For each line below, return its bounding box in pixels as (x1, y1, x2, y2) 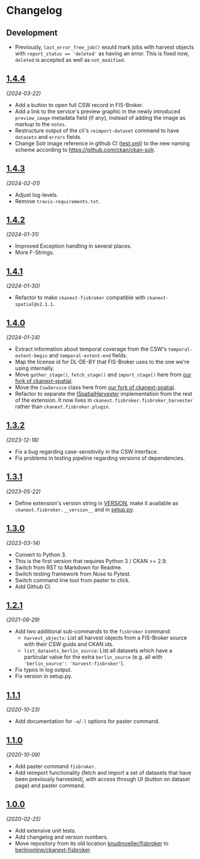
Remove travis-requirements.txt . (14, 197, 100, 205)
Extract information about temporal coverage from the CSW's (14, 345, 167, 353)
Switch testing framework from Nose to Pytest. (14, 570, 131, 577)
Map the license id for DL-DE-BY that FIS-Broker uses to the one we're (14, 359, 190, 366)
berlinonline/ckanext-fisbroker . (14, 846, 92, 853)
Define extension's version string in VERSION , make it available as (14, 499, 179, 506)
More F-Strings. (14, 249, 55, 256)
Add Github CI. (14, 583, 52, 590)
